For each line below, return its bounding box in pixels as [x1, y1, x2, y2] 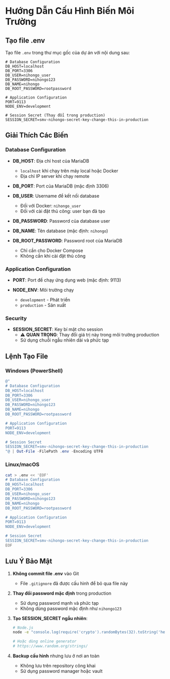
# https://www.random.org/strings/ [12, 643, 88, 649]
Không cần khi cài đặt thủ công [20, 253, 86, 259]
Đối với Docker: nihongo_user [20, 202, 81, 208]
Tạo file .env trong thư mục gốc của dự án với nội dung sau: [5, 50, 130, 55]
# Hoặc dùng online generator [12, 639, 77, 644]
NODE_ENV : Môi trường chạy [12, 287, 74, 293]
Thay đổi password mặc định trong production [12, 590, 112, 596]
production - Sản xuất [20, 302, 66, 308]
